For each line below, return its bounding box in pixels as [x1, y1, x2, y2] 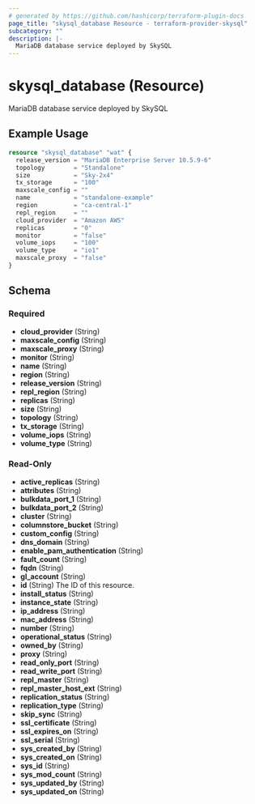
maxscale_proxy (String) [19, 343, 104, 353]
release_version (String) [19, 378, 103, 388]
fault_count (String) [19, 554, 87, 564]
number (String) [19, 623, 75, 632]
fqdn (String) [19, 563, 64, 572]
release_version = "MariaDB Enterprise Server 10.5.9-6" [15, 155, 212, 164]
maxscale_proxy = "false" [15, 254, 107, 262]
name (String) [19, 361, 67, 371]
